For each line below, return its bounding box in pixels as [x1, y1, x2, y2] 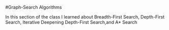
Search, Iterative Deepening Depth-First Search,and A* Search [5, 19, 137, 25]
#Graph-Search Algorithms [5, 4, 62, 10]
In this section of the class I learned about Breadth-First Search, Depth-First [5, 14, 165, 19]
